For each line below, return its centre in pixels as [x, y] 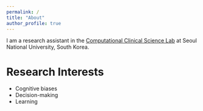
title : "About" [26, 18]
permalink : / [23, 12]
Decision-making [37, 95]
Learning [26, 102]
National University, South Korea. [48, 47]
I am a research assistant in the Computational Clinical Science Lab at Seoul [101, 41]
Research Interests [55, 72]
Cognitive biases [36, 88]
